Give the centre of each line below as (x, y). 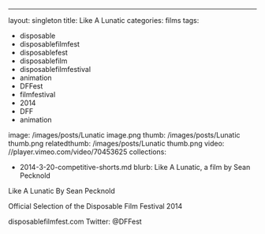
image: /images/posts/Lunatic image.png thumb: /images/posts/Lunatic (124, 135)
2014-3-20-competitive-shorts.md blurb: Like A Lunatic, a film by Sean (135, 167)
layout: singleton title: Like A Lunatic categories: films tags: (104, 20)
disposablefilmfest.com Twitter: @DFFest (75, 221)
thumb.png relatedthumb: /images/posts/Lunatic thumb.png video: (116, 143)
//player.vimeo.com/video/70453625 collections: (88, 152)
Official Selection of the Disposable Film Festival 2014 (95, 206)
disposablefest (44, 53)
